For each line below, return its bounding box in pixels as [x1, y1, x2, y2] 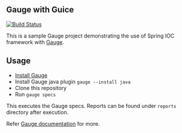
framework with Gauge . [6, 38, 65, 45]
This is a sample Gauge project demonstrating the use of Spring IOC [6, 32, 175, 39]
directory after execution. [6, 109, 69, 116]
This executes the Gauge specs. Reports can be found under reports [6, 102, 177, 109]
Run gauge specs [14, 91, 56, 98]
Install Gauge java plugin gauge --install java [14, 78, 131, 85]
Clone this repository [14, 84, 67, 91]
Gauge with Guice [6, 5, 74, 15]
